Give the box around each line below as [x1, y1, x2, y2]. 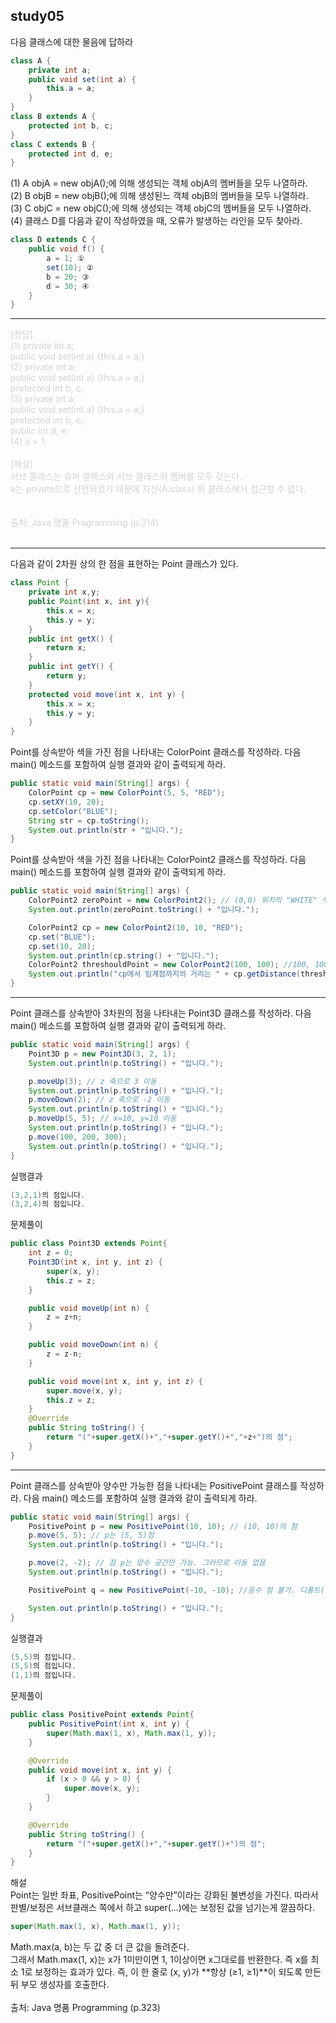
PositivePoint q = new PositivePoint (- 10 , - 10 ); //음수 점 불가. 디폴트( [28, 1585, 325, 1595]
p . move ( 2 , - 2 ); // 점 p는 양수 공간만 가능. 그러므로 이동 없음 [28, 1558, 267, 1568]
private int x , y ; [28, 587, 101, 598]
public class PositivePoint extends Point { [10, 1710, 195, 1720]
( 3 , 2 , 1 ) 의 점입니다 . [10, 1190, 86, 1200]
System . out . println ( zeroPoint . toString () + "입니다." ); [28, 905, 260, 915]
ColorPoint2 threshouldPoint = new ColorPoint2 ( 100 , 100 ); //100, [28, 960, 311, 970]
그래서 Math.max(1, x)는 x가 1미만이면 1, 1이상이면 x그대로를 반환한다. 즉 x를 [10, 1954, 309, 1966]
